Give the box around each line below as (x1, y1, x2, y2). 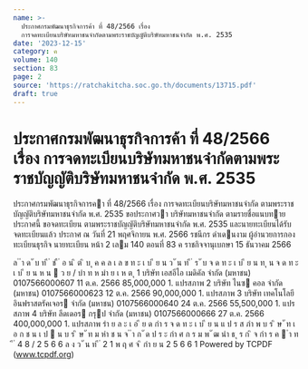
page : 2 (13, 73, 43, 82)
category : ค (13, 47, 58, 56)
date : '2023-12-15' (13, 38, 87, 48)
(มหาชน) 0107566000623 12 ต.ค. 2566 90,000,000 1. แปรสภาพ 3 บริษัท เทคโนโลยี (13, 287, 295, 299)
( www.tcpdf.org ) (13, 349, 74, 360)
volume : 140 (13, 55, 58, 64)
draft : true (13, 89, 58, 98)
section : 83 (13, 64, 58, 73)
